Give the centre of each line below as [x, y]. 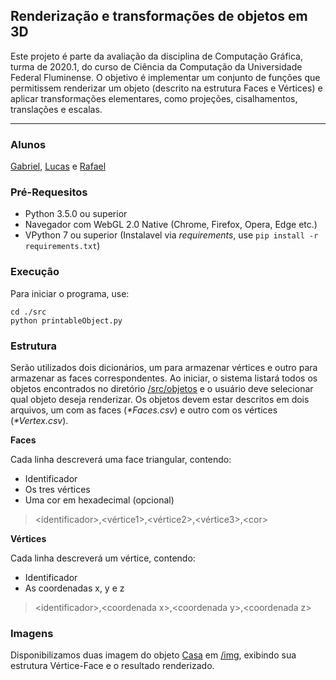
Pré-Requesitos [49, 192]
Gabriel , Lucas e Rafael [58, 166]
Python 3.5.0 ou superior [76, 214]
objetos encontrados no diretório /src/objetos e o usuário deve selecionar [162, 388]
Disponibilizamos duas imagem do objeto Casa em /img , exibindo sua [153, 655]
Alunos [28, 144]
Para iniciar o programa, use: [70, 293]
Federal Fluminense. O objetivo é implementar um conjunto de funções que [165, 77]
